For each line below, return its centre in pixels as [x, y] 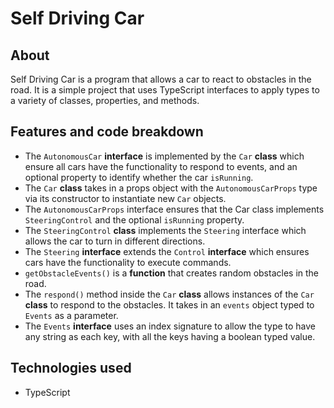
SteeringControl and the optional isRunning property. [134, 219]
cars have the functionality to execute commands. [128, 262]
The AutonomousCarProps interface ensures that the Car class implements [174, 209]
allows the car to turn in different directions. [115, 241]
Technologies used [71, 368]
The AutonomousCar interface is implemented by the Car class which [164, 156]
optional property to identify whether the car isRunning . [139, 177]
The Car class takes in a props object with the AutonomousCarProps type [171, 188]
